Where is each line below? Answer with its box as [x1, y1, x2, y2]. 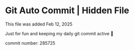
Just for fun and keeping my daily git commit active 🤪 [5, 30, 114, 36]
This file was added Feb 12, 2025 [5, 21, 73, 27]
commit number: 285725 [5, 40, 55, 46]
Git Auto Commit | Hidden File [5, 5, 130, 16]
